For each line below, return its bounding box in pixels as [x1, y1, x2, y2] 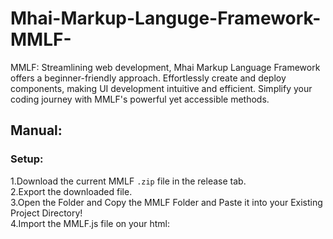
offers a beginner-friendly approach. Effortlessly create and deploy [10, 72, 287, 84]
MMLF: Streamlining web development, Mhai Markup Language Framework [10, 61, 321, 73]
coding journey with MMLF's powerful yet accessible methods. [10, 93, 270, 105]
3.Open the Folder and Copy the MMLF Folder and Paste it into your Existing [10, 196, 323, 208]
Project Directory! [10, 207, 83, 219]
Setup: [10, 152, 44, 166]
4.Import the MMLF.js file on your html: [10, 217, 171, 229]
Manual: [10, 122, 63, 139]
